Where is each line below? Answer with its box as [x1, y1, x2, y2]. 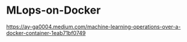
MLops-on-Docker [6, 4, 101, 17]
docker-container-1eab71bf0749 [6, 29, 86, 36]
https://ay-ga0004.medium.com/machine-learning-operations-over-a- [6, 23, 181, 30]
